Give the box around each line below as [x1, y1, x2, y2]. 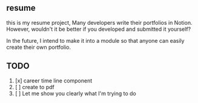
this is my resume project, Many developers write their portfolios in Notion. [6, 19, 193, 26]
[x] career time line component [15, 76, 93, 84]
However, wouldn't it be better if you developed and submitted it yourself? [6, 25, 191, 33]
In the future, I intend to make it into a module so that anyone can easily [6, 37, 185, 44]
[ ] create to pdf [15, 83, 54, 90]
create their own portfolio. [6, 43, 71, 51]
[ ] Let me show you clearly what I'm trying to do [15, 90, 136, 97]
